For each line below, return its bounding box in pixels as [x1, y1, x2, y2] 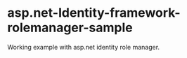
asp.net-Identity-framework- [7, 5, 181, 21]
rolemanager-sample [7, 20, 133, 36]
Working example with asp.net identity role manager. [7, 43, 160, 51]
